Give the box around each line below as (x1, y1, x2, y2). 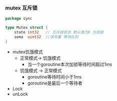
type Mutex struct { (5, 25, 48, 30)
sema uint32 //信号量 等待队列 (14, 34, 78, 39)
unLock (12, 91, 28, 97)
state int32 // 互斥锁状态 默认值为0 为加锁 (14, 30, 104, 35)
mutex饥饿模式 (12, 48, 43, 54)
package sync (5, 16, 32, 21)
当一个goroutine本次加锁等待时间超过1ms (27, 61, 112, 67)
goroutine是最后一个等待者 (27, 80, 82, 86)
